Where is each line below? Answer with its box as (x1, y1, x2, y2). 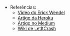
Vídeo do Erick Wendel (17, 9, 65, 15)
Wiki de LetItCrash (17, 25, 56, 31)
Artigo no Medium (17, 20, 55, 26)
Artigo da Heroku (17, 15, 53, 20)
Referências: (10, 4, 36, 10)
